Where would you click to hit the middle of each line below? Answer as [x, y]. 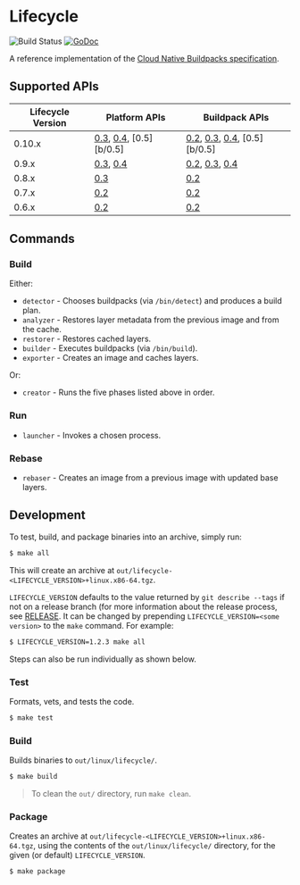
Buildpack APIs [236, 117]
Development [48, 515]
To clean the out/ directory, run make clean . [111, 793]
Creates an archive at [49, 836]
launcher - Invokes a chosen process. [92, 435]
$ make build [33, 777]
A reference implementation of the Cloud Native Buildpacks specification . [144, 58]
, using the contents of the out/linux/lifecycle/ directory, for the [154, 846]
